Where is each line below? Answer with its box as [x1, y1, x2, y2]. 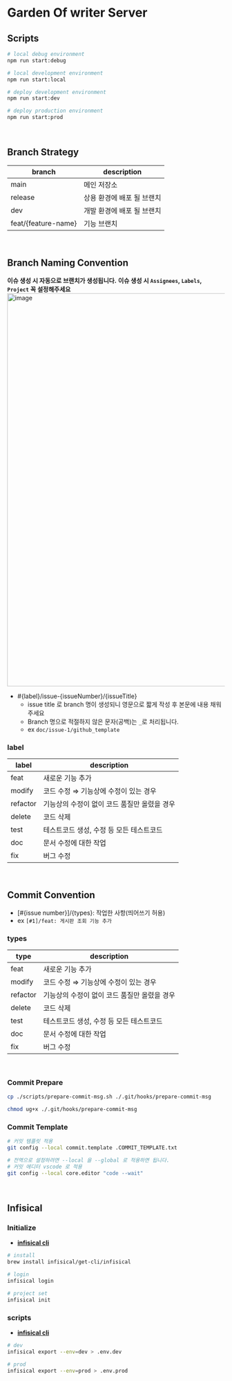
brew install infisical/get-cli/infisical [7, 1259, 131, 1265]
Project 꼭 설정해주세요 [7, 285, 71, 293]
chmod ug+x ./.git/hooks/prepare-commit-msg [7, 1106, 137, 1113]
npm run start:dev [7, 95, 60, 102]
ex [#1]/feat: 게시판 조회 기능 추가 [17, 916, 112, 924]
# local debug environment [7, 51, 85, 57]
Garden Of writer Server [7, 5, 148, 21]
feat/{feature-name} [10, 218, 77, 228]
